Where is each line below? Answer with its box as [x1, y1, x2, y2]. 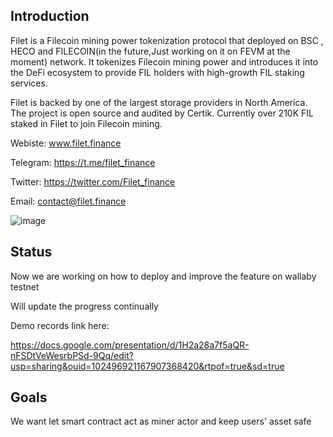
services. [10, 77, 48, 89]
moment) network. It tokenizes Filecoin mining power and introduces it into [10, 55, 319, 68]
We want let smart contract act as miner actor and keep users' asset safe [10, 415, 312, 428]
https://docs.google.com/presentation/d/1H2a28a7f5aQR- [10, 339, 250, 351]
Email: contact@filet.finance [10, 195, 127, 207]
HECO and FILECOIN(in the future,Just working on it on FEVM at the [10, 45, 291, 57]
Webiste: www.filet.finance [10, 137, 122, 149]
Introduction [10, 8, 90, 25]
